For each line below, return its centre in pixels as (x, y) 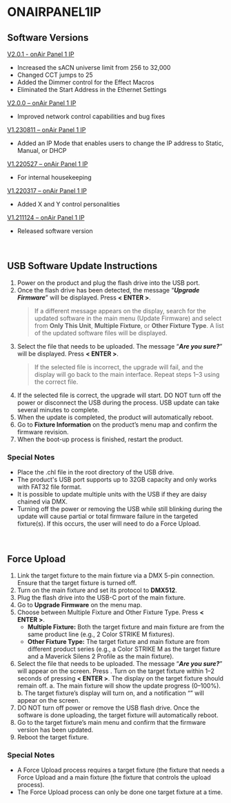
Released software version (55, 231)
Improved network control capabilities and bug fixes (91, 116)
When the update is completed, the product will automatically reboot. (115, 417)
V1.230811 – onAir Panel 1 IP (47, 130)
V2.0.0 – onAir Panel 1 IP (42, 103)
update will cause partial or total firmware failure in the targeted (108, 517)
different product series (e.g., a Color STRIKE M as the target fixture (124, 649)
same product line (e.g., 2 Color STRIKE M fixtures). (101, 634)
